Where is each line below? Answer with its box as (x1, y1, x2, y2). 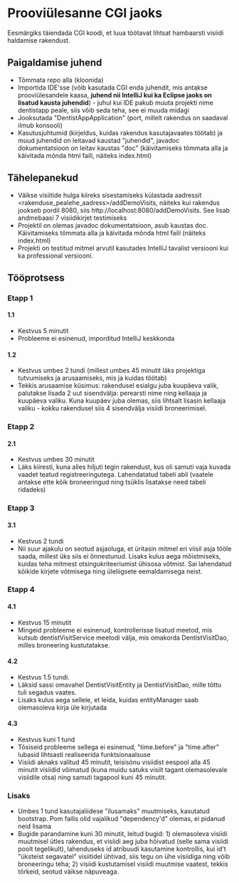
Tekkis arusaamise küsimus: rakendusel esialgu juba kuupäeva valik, (17, 381, 219, 390)
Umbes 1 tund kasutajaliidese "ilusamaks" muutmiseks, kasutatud (17, 807, 210, 815)
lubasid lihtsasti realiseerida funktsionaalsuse (17, 751, 151, 759)
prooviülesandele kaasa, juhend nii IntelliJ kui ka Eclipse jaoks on (17, 90, 212, 99)
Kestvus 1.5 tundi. (17, 672, 70, 681)
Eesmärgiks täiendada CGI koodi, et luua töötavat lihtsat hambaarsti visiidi (7, 28, 224, 37)
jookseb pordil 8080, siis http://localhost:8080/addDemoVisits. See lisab (17, 206, 230, 214)
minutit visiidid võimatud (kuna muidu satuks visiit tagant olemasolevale (17, 766, 228, 774)
